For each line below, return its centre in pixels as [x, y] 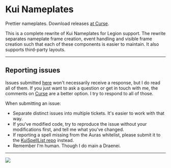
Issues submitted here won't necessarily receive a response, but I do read [83, 82]
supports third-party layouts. [35, 49]
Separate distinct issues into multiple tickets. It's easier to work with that [88, 113]
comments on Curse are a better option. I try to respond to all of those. [79, 93]
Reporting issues [33, 71]
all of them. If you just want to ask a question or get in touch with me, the [82, 88]
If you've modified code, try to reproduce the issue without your [80, 124]
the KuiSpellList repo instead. [43, 140]
